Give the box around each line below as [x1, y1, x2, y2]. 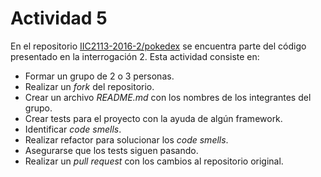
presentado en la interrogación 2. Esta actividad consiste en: [10, 50, 260, 62]
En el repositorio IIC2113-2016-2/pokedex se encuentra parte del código [10, 40, 307, 52]
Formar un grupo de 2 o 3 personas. [24, 70, 175, 82]
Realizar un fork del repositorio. [24, 80, 155, 92]
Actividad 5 [10, 7, 108, 30]
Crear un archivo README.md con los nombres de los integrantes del [24, 91, 312, 103]
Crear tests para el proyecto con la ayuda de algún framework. [24, 112, 283, 124]
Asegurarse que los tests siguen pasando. [24, 144, 199, 156]
